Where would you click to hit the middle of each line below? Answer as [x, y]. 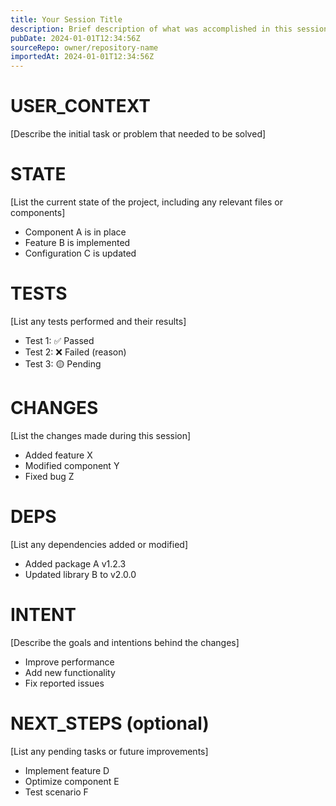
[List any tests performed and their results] [98, 321]
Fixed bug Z [49, 476]
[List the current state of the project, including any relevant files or [146, 202]
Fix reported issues [64, 683]
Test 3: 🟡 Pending [63, 363]
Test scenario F [56, 792]
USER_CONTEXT [81, 106]
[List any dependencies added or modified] [99, 544]
